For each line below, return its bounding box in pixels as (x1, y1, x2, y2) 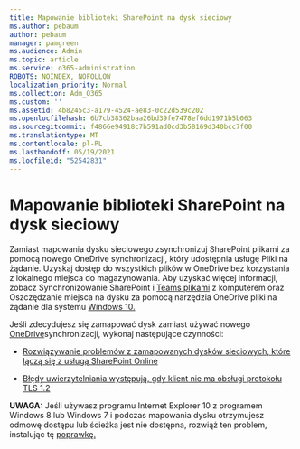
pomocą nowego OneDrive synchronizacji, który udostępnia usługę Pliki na (9, 254, 289, 265)
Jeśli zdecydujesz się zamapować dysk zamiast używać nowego (9, 319, 251, 330)
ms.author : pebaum (9, 22, 79, 31)
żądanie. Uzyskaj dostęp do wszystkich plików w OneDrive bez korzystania (9, 263, 290, 274)
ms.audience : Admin (9, 47, 83, 56)
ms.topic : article (9, 55, 79, 64)
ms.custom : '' (9, 97, 63, 107)
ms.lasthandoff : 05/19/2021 (9, 147, 116, 156)
